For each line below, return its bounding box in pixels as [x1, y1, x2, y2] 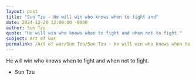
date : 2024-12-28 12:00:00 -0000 [6, 19, 88, 25]
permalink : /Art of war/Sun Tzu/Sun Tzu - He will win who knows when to [6, 41, 191, 47]
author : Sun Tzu [6, 25, 46, 31]
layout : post [6, 8, 38, 15]
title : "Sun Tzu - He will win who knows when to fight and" [6, 14, 159, 20]
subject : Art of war [6, 36, 57, 41]
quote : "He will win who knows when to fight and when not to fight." [6, 30, 183, 36]
